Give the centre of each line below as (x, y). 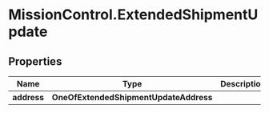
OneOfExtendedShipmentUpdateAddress (132, 97)
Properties (35, 61)
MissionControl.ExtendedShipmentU (133, 15)
